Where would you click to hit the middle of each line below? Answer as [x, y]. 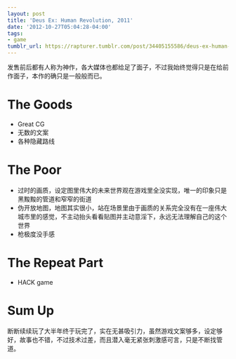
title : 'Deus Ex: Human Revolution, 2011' [70, 20]
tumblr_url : [25, 46]
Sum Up [31, 311]
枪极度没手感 [36, 234]
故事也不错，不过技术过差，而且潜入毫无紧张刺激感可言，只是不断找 [118, 339]
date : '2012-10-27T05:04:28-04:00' [59, 27]
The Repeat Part [55, 263]
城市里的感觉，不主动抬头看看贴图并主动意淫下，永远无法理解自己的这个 [122, 216]
